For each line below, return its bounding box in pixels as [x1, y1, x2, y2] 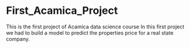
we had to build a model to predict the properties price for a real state [6, 29, 174, 36]
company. [6, 35, 30, 42]
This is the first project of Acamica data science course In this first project [6, 23, 185, 30]
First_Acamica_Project [6, 4, 118, 17]
